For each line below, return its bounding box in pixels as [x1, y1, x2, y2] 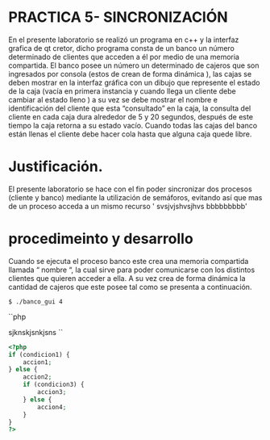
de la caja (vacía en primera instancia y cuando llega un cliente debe [8, 86, 236, 96]
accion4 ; [37, 403, 67, 411]
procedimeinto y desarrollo [8, 230, 193, 248]
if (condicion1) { [8, 350, 70, 358]
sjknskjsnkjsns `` [8, 327, 63, 337]
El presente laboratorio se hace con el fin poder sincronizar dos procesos [8, 184, 252, 194]
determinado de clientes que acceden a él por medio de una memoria [8, 52, 240, 61]
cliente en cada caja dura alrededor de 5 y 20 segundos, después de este [8, 111, 254, 121]
